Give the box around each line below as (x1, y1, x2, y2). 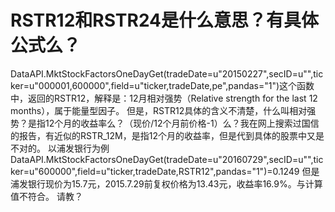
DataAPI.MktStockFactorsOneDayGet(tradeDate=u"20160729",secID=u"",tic (10, 153, 324, 165)
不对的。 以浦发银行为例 (10, 142, 110, 154)
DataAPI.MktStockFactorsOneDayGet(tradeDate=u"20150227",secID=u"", (10, 67, 314, 80)
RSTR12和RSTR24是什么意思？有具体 (10, 9, 320, 32)
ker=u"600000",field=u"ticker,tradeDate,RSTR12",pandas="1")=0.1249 (10, 165, 300, 177)
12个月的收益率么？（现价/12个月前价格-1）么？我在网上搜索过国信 (44, 117, 320, 129)
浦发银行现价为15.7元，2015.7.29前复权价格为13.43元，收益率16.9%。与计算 (10, 177, 323, 190)
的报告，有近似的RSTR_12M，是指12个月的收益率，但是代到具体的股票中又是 (10, 129, 325, 141)
